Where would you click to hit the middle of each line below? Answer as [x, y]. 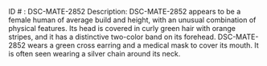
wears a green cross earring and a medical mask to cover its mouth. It [143, 45]
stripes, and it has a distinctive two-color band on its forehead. [112, 37]
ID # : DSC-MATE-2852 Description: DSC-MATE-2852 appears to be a [125, 12]
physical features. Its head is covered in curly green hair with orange [122, 28]
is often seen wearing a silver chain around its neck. [94, 54]
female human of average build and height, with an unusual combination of [132, 20]
